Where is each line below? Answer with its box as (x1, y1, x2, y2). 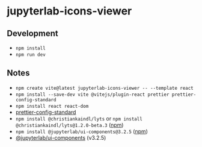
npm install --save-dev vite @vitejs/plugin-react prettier (15, 92, 170, 98)
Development (7, 28, 59, 39)
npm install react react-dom (15, 103, 89, 109)
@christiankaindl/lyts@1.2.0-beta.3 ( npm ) (15, 121, 124, 128)
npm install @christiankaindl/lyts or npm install (15, 114, 143, 122)
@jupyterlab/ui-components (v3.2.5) (15, 134, 106, 141)
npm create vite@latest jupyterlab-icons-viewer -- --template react (15, 85, 194, 91)
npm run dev (15, 52, 46, 58)
